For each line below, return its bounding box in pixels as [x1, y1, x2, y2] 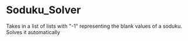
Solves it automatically [6, 28, 60, 35]
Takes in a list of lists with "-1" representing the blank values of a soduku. [6, 23, 183, 29]
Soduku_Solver [6, 3, 81, 17]
